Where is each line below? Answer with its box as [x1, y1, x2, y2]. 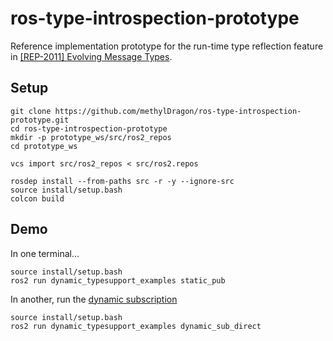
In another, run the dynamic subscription [10, 293, 178, 305]
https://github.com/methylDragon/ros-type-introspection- [54, 106, 302, 116]
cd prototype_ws [10, 141, 78, 151]
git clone [10, 106, 52, 116]
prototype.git [10, 115, 70, 125]
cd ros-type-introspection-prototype [10, 123, 168, 134]
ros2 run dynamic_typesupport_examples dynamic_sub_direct [10, 321, 262, 331]
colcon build [10, 193, 65, 204]
